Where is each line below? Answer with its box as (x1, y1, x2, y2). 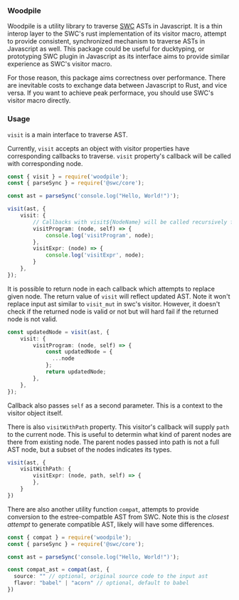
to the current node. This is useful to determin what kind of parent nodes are (7, 430, 232, 438)
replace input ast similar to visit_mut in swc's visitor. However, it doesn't (7, 299, 221, 308)
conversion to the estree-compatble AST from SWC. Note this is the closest (7, 512, 229, 521)
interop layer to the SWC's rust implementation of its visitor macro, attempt (7, 29, 227, 38)
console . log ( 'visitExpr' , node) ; (45, 252, 144, 259)
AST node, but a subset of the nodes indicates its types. (7, 445, 172, 454)
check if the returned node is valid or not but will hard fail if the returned (7, 307, 218, 316)
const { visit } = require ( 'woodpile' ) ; (7, 173, 129, 180)
